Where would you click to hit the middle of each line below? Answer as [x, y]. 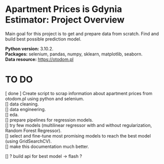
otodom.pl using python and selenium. [45, 98]
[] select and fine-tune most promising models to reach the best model [78, 135]
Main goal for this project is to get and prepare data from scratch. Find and [82, 33]
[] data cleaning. [22, 104]
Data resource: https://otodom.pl [39, 59]
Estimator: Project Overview [65, 20]
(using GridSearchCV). [28, 141]
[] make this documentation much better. [47, 146]
